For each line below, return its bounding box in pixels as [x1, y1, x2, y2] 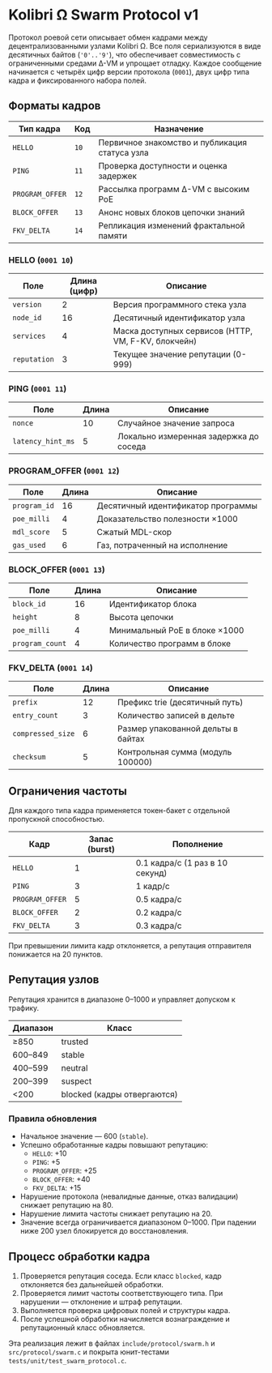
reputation [12, 355, 54, 364]
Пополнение [172, 839, 223, 850]
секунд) [135, 867, 168, 879]
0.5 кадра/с [135, 894, 182, 905]
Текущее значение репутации [113, 349, 232, 360]
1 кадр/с [135, 881, 170, 892]
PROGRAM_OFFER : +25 [32, 1166, 97, 1176]
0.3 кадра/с [135, 920, 182, 931]
